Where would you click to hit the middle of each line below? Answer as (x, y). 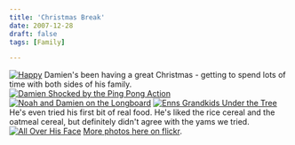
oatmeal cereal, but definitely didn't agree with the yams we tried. (130, 122)
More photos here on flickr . (132, 131)
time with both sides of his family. (71, 84)
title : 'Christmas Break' (57, 17)
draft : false (33, 34)
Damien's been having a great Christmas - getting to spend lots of (165, 75)
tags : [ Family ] (37, 42)
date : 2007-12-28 (41, 26)
